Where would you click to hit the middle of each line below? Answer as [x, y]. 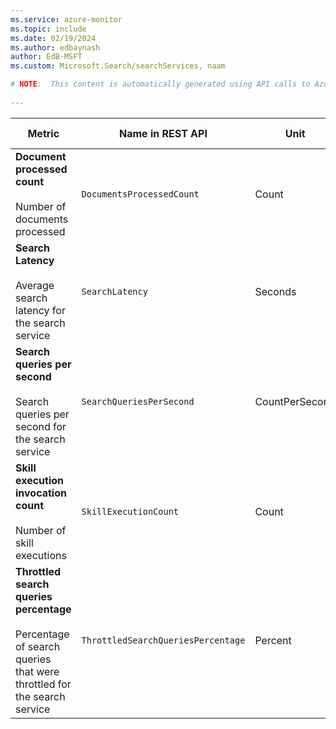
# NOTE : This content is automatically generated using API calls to [160, 84]
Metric [43, 133]
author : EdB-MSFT [46, 57]
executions [41, 555]
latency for [40, 310]
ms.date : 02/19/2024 [53, 38]
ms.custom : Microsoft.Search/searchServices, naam [118, 66]
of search [38, 646]
